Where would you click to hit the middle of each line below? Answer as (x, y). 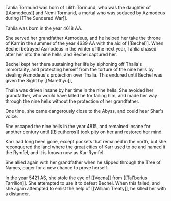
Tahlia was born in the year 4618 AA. (44, 28)
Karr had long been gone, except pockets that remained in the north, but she (86, 142)
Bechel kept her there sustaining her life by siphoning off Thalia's (74, 64)
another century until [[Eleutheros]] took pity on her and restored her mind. (84, 132)
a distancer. (18, 194)
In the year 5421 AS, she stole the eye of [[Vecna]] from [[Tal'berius (76, 178)
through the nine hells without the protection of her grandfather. (72, 101)
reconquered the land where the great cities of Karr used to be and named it (86, 147)
